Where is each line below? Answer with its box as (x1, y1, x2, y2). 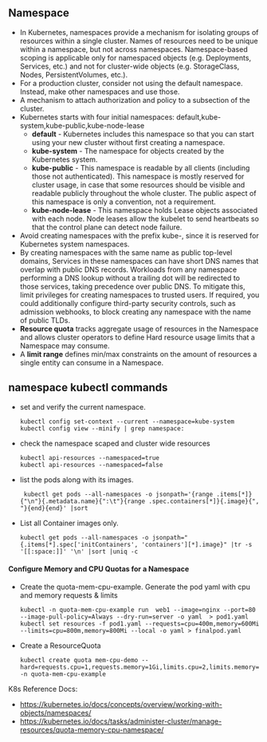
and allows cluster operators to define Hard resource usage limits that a (19, 332, 255, 342)
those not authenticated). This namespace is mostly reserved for (31, 171, 245, 181)
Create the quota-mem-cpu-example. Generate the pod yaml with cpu (19, 582, 251, 591)
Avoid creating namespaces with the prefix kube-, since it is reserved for (19, 230, 259, 240)
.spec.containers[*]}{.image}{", (148, 497, 260, 505)
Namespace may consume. (19, 340, 110, 350)
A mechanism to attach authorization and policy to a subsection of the (19, 95, 250, 104)
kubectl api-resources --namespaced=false (19, 461, 163, 469)
